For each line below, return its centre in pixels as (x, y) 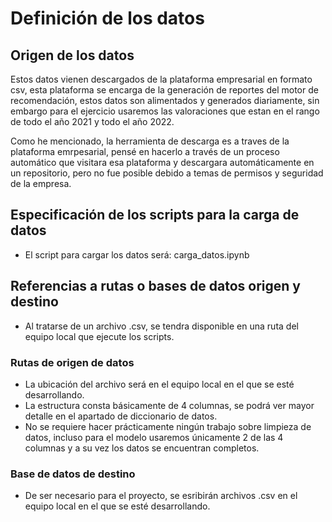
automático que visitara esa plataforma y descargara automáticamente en (162, 162)
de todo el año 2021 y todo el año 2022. (92, 121)
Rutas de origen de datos (72, 362)
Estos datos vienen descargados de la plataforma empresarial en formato (161, 79)
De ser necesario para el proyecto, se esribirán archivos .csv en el (161, 496)
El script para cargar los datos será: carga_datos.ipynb (137, 254)
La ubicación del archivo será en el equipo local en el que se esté (159, 384)
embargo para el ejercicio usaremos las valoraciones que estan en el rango (165, 111)
